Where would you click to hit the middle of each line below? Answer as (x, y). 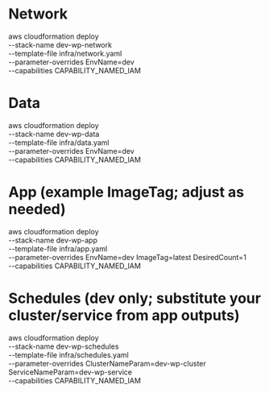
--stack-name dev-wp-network (60, 44)
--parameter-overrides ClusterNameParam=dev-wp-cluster (108, 363)
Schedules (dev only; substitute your (135, 298)
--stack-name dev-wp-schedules (64, 346)
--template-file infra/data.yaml (59, 143)
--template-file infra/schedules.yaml (68, 354)
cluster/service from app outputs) (124, 316)
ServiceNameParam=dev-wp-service (70, 372)
